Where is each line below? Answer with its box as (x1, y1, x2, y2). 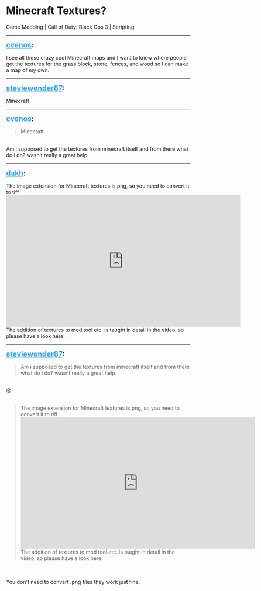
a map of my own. (6, 66, 50, 74)
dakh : (6, 168, 26, 178)
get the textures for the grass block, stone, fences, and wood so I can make (6, 60, 188, 67)
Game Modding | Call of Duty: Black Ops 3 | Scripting (6, 23, 135, 30)
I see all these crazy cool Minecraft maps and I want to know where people (6, 54, 187, 61)
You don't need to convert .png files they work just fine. (6, 578, 140, 585)
